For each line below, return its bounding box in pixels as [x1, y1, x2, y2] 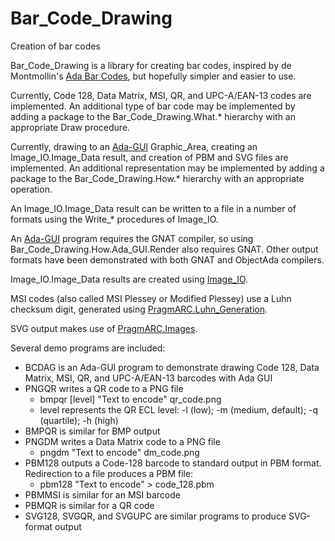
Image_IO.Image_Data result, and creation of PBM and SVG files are [10, 151, 289, 163]
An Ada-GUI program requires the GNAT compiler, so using [10, 232, 254, 244]
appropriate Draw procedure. [10, 121, 131, 133]
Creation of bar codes [10, 40, 101, 52]
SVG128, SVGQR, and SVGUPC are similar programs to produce [24, 510, 287, 522]
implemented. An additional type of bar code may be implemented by [10, 100, 296, 112]
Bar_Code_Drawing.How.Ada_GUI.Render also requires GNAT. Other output [10, 243, 319, 255]
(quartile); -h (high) [39, 414, 119, 426]
